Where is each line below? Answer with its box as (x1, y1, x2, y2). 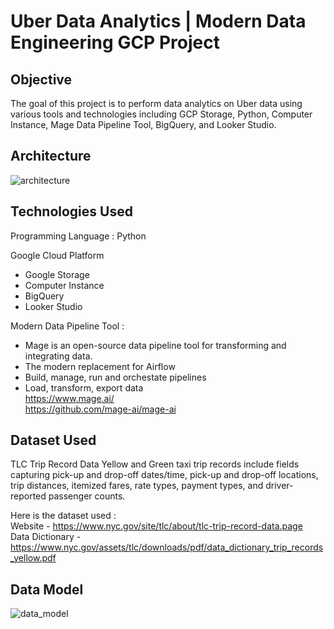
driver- (265, 480, 294, 492)
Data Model (10, 581, 84, 598)
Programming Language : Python (10, 230, 147, 242)
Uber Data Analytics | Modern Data (10, 10, 307, 33)
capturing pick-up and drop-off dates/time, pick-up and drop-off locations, (10, 469, 319, 481)
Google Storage (24, 268, 90, 280)
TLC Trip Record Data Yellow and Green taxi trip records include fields (10, 458, 300, 470)
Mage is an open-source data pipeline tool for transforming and (24, 339, 287, 351)
